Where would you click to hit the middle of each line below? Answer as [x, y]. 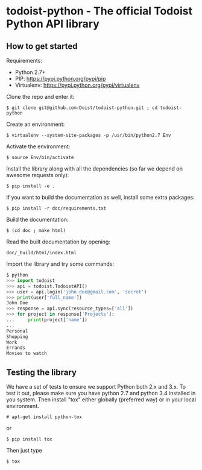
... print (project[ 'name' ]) [47, 320]
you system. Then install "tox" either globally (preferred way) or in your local [101, 399]
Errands [16, 348]
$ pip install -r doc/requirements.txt [56, 208]
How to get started [42, 46]
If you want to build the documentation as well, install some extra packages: [100, 197]
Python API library [53, 24]
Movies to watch [27, 354]
